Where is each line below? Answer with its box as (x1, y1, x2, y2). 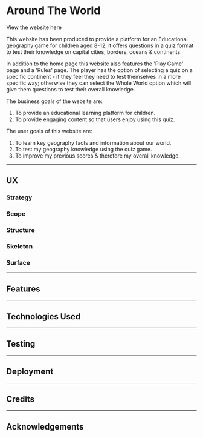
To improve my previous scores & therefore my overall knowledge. (14, 152, 180, 159)
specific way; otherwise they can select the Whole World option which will (6, 79, 192, 87)
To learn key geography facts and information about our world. (14, 139, 172, 146)
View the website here (6, 24, 62, 31)
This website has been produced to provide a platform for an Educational (6, 35, 188, 42)
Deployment (6, 367, 54, 377)
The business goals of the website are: (6, 98, 103, 105)
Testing (6, 339, 36, 349)
